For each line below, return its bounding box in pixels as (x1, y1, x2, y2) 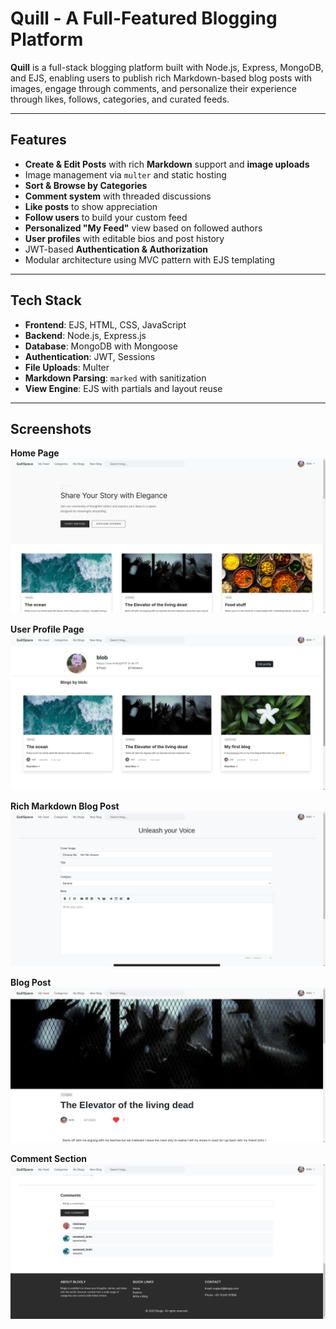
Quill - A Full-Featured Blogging (10, 7, 278, 30)
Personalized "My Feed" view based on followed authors (24, 222, 263, 234)
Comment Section (10, 1152, 87, 1164)
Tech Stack (10, 292, 82, 309)
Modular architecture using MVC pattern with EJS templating (24, 253, 276, 266)
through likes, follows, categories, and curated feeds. (10, 93, 230, 105)
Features (10, 132, 67, 149)
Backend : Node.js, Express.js (24, 329, 147, 341)
